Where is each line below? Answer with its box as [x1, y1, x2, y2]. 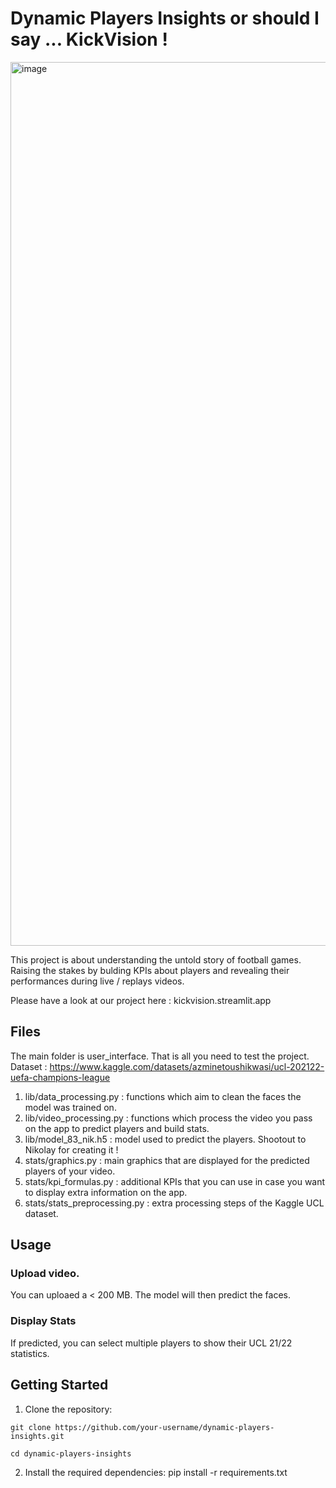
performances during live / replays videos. [10, 975, 185, 987]
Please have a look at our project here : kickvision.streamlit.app [10, 994, 272, 1006]
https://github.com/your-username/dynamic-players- [54, 1422, 275, 1432]
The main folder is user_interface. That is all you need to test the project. [10, 1050, 310, 1062]
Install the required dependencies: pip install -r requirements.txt [24, 1466, 288, 1478]
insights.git [10, 1431, 65, 1441]
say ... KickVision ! [10, 28, 168, 51]
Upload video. [10, 1267, 80, 1281]
